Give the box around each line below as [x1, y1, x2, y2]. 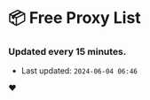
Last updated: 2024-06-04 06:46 [20, 65, 138, 76]
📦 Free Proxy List [8, 8, 141, 28]
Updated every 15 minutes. [8, 46, 127, 58]
